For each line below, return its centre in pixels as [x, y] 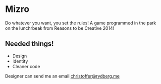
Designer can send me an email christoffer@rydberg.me [62, 76]
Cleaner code [26, 66]
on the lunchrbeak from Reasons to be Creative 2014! [60, 28]
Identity [20, 61]
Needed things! [29, 44]
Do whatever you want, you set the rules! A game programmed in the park [80, 23]
